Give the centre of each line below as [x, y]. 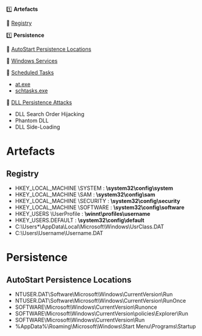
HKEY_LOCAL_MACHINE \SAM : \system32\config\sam [85, 195]
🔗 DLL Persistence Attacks [39, 102]
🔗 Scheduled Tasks [30, 73]
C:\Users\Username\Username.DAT [59, 233]
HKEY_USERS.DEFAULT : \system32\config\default [80, 220]
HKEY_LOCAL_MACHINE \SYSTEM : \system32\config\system [94, 188]
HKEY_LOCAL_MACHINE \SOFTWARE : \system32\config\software [100, 207]
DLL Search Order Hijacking [49, 114]
